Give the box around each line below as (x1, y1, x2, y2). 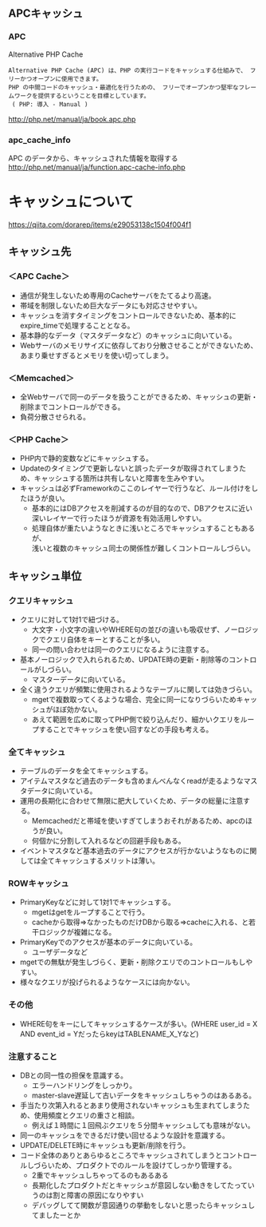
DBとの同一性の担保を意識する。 (19, 1070, 127, 1080)
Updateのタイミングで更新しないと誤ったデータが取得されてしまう (19, 463, 240, 473)
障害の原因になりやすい (66, 1190, 144, 1200)
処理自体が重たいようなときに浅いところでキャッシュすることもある (31, 523, 256, 533)
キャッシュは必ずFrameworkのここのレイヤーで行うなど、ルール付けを (19, 483, 252, 493)
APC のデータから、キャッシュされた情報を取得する (8, 153, 178, 163)
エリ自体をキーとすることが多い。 (53, 634, 165, 644)
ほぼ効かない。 (53, 705, 102, 714)
